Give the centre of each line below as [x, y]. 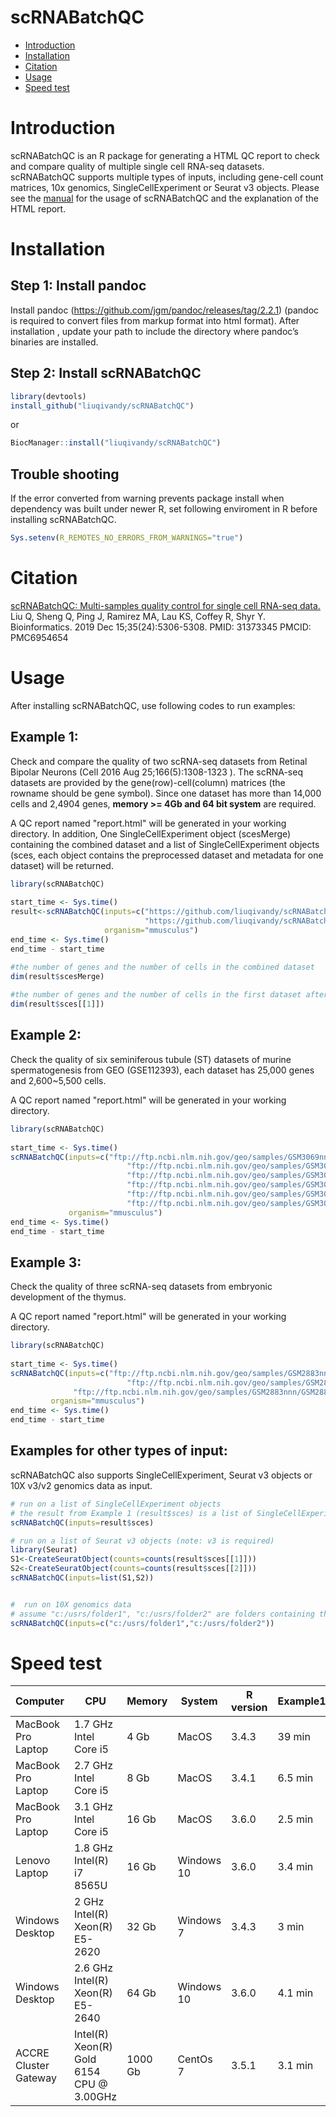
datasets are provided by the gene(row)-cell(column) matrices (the [148, 782]
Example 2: [46, 1035]
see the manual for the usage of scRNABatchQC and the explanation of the [164, 198]
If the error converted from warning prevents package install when [147, 498]
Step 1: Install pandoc [78, 286]
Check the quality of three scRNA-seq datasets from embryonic [141, 1287]
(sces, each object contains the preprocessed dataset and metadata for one [167, 855]
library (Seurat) [44, 1550]
